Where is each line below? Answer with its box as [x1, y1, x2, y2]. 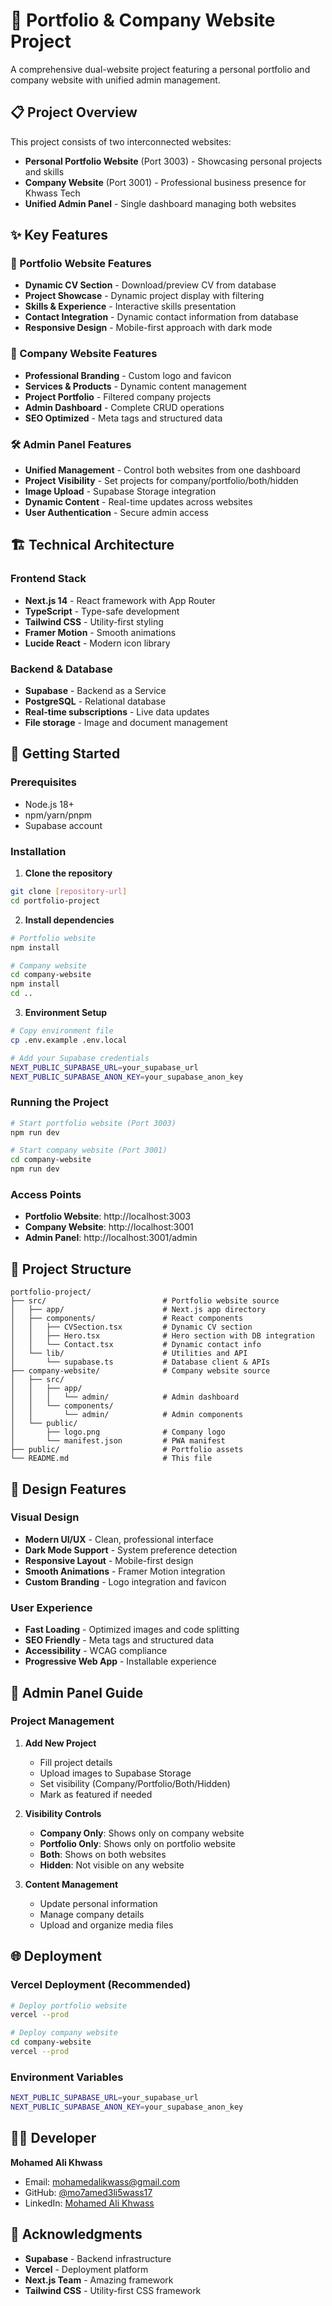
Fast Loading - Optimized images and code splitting [24, 1624, 240, 1636]
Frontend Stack [10, 572, 87, 586]
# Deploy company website [10, 2028, 118, 2038]
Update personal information [39, 1897, 158, 1909]
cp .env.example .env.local [10, 1035, 128, 1045]
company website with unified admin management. [10, 74, 221, 86]
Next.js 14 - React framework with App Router [24, 594, 216, 606]
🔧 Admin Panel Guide [10, 1684, 144, 1701]
